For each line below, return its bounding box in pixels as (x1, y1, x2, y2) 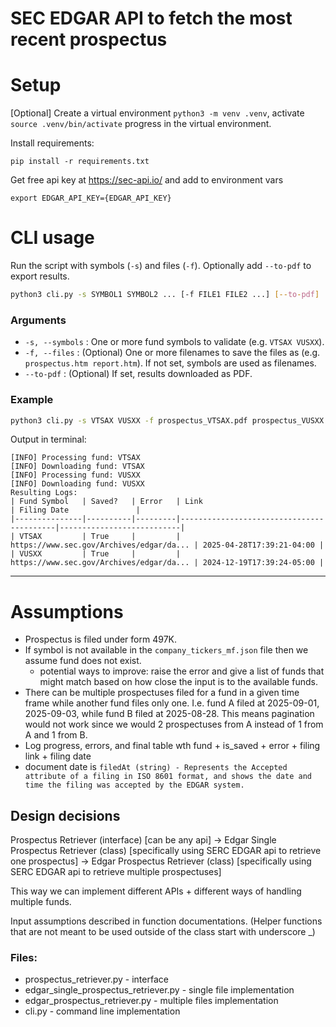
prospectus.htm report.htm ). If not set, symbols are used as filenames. (24, 357, 317, 369)
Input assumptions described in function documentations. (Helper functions (10, 915, 323, 927)
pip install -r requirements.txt (10, 157, 150, 167)
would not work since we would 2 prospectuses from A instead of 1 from (24, 718, 324, 731)
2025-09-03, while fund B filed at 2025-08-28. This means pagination (24, 708, 315, 720)
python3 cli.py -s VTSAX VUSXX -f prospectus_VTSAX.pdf (10, 415, 248, 426)
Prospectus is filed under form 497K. (24, 633, 177, 646)
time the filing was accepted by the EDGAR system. (24, 780, 245, 791)
